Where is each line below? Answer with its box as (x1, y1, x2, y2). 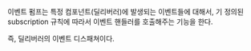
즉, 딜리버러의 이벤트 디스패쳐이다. (7, 34, 115, 43)
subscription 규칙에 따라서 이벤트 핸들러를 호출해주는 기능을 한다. (7, 17, 213, 26)
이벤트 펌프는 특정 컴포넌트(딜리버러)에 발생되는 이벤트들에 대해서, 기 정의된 (7, 7, 244, 16)
